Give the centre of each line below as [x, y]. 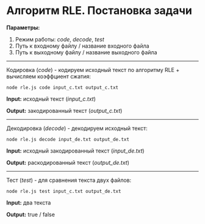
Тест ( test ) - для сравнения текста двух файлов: [69, 180]
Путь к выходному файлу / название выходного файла [86, 52]
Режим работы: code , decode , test [60, 39]
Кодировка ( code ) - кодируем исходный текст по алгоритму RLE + [93, 70]
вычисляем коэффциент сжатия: [49, 76]
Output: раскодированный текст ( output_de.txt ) [68, 162]
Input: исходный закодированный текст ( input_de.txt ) [75, 151]
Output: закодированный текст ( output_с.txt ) [64, 110]
